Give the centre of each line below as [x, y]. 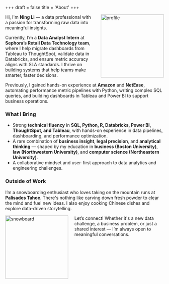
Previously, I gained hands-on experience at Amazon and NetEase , [75, 85]
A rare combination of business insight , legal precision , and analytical [87, 141]
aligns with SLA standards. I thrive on [44, 64]
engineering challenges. [37, 168]
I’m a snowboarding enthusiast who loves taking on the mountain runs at [80, 192]
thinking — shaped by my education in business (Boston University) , [85, 147]
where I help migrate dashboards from [45, 48]
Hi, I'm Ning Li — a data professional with [48, 17]
